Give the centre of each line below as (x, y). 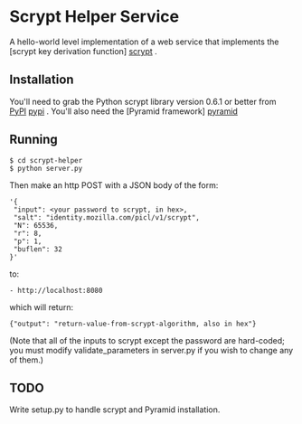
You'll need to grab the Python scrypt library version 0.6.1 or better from (143, 101)
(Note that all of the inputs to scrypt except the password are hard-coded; (147, 340)
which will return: (42, 307)
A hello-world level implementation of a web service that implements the (144, 42)
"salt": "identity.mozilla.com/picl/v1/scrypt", (107, 217)
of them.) (26, 360)
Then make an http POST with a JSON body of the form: (114, 185)
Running (34, 140)
